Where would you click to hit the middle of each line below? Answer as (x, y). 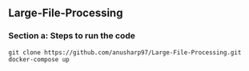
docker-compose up (39, 59)
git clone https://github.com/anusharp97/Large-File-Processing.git (125, 52)
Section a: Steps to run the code (72, 36)
